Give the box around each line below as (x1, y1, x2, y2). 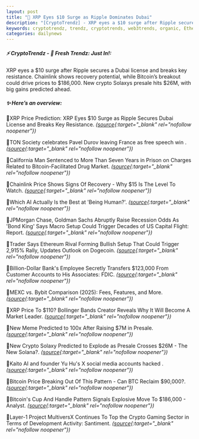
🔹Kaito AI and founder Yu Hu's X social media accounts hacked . (6, 360, 164, 367)
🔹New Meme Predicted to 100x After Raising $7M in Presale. (6, 324, 154, 331)
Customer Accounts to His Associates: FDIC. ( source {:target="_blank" (6, 271, 178, 278)
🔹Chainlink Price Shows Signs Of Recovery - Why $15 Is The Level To (6, 181, 176, 188)
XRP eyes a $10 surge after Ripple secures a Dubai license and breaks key (6, 67, 188, 74)
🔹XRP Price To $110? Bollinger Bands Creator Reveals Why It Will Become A (6, 307, 191, 314)
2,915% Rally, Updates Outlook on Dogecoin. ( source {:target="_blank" (6, 247, 178, 254)
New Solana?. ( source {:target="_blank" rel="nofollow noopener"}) (6, 349, 168, 356)
